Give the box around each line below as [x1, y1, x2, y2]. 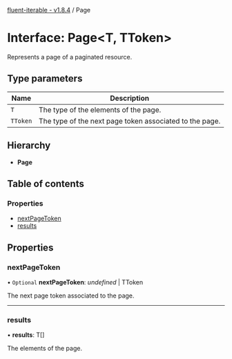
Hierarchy [7, 139, 51, 151]
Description [110, 93, 150, 103]
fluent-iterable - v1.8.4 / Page [7, 6, 91, 14]
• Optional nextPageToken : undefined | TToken [7, 278, 144, 286]
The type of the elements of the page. [39, 105, 162, 115]
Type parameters [7, 72, 83, 85]
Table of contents [7, 177, 84, 189]
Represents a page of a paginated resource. [7, 52, 133, 61]
